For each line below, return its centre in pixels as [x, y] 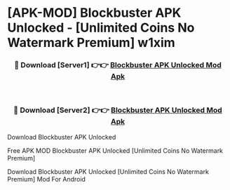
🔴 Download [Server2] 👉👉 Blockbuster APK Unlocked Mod [118, 110]
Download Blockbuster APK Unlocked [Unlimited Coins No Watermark [108, 171]
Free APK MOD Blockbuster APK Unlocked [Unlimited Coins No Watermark [115, 150]
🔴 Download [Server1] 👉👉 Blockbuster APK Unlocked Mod [118, 65]
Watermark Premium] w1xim [91, 43]
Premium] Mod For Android [47, 179]
